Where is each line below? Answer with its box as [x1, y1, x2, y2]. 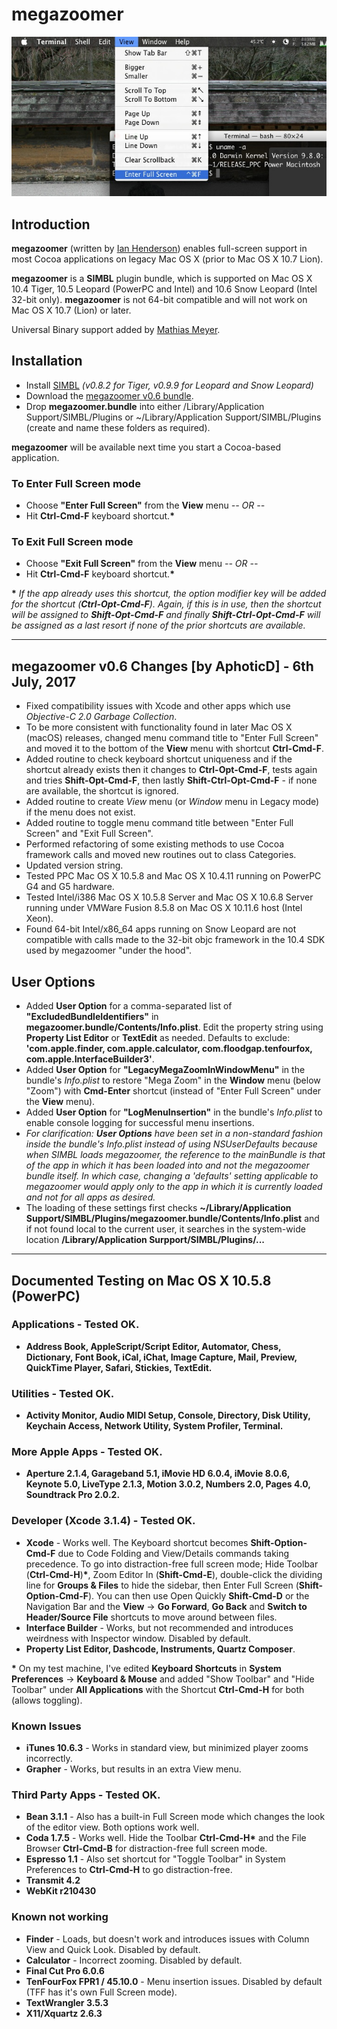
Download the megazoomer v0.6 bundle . [25, 389, 194, 402]
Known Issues [11, 1719, 82, 1733]
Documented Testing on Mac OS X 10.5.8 [11, 1272, 272, 1289]
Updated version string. [25, 859, 124, 872]
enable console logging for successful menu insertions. [25, 1117, 255, 1129]
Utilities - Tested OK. [11, 1386, 115, 1400]
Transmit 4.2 [25, 1874, 81, 1887]
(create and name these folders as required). [25, 421, 211, 433]
